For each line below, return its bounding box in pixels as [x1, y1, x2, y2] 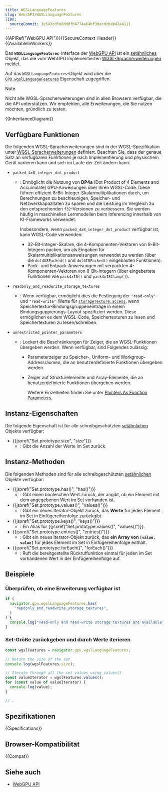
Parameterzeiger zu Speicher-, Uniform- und [27, 354, 120, 360]
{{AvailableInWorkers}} [5, 41, 52, 47]
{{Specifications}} [5, 725, 42, 731]
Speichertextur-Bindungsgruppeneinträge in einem [19, 303, 125, 309]
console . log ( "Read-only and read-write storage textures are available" [9, 620, 164, 625]
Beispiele [5, 570, 35, 579]
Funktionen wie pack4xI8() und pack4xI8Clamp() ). [27, 273, 129, 279]
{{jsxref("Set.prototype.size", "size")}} [12, 437, 91, 443]
